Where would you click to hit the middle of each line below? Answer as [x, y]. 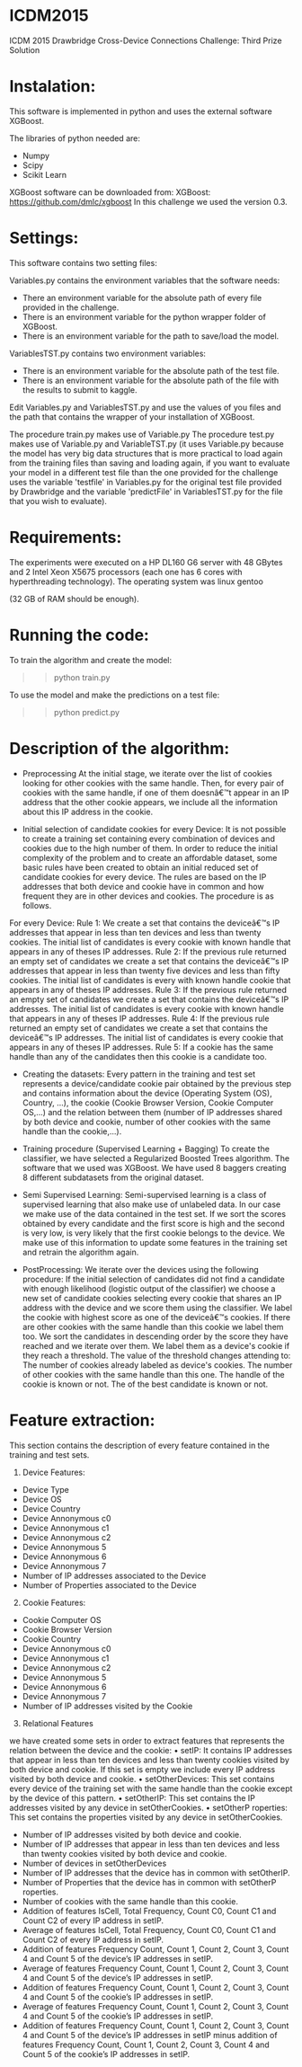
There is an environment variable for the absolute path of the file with [151, 380]
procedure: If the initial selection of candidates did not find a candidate [153, 1279]
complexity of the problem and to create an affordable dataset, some [150, 857]
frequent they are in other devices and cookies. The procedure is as [148, 896]
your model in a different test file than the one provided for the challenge [144, 472]
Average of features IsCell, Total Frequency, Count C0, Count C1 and [149, 1929]
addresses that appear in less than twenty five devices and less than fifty [145, 971]
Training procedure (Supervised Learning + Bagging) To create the [146, 1149]
